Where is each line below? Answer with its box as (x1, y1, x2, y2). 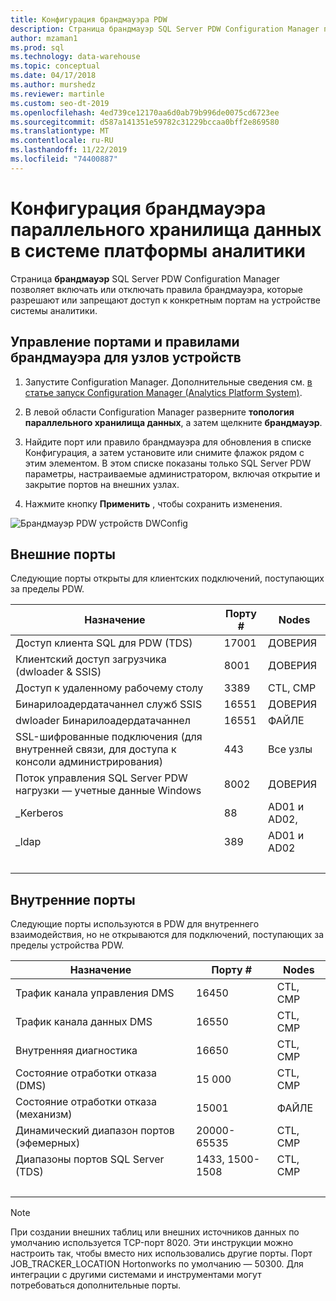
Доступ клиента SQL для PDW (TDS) (15, 636, 193, 650)
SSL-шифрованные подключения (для (15, 730, 203, 744)
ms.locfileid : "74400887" (10, 154, 118, 164)
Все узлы (268, 742, 313, 756)
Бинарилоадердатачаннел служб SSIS (15, 697, 203, 711)
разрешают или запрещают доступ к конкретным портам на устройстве (10, 294, 322, 306)
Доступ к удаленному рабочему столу (15, 681, 204, 695)
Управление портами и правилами (10, 334, 240, 351)
